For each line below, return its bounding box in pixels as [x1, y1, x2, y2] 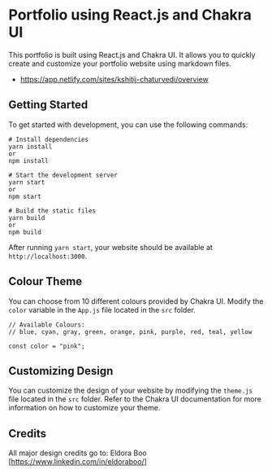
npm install [8, 156, 49, 165]
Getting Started [8, 98, 89, 112]
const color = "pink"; [8, 342, 85, 350]
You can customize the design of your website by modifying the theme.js [8, 385, 253, 396]
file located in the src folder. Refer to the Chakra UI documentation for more [8, 394, 261, 404]
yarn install [8, 143, 53, 151]
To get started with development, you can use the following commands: [8, 120, 248, 129]
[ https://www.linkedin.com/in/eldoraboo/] [8, 457, 148, 467]
